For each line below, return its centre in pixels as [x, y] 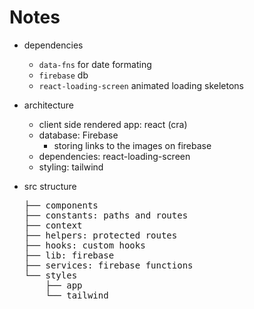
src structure [50, 186]
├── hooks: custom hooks [84, 245]
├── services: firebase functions [108, 265]
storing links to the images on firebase [132, 145]
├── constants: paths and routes [106, 215]
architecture [49, 105]
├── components [61, 205]
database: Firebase [78, 135]
